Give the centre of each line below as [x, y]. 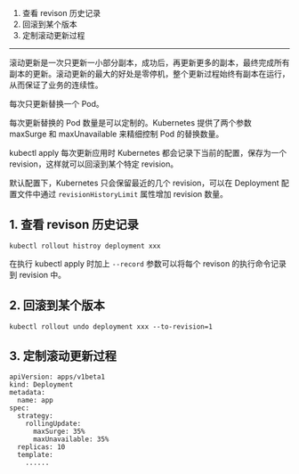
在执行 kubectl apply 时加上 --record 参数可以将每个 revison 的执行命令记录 [148, 263]
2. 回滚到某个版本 [57, 306]
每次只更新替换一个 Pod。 [57, 104]
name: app [35, 400]
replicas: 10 [41, 447]
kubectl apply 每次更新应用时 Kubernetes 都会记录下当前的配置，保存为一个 [148, 153]
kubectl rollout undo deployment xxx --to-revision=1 [111, 327]
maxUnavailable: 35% [71, 439]
